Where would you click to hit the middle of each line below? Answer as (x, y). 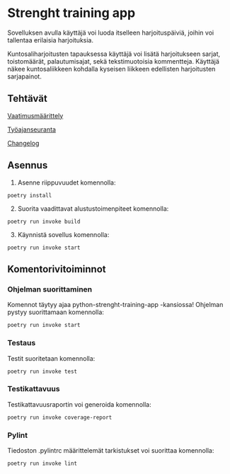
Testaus (22, 343)
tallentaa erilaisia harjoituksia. (51, 40)
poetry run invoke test (42, 371)
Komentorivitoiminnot (57, 269)
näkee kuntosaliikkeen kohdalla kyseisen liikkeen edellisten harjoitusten (111, 69)
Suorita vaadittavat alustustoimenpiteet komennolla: (93, 208)
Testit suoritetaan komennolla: (51, 358)
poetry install (30, 195)
